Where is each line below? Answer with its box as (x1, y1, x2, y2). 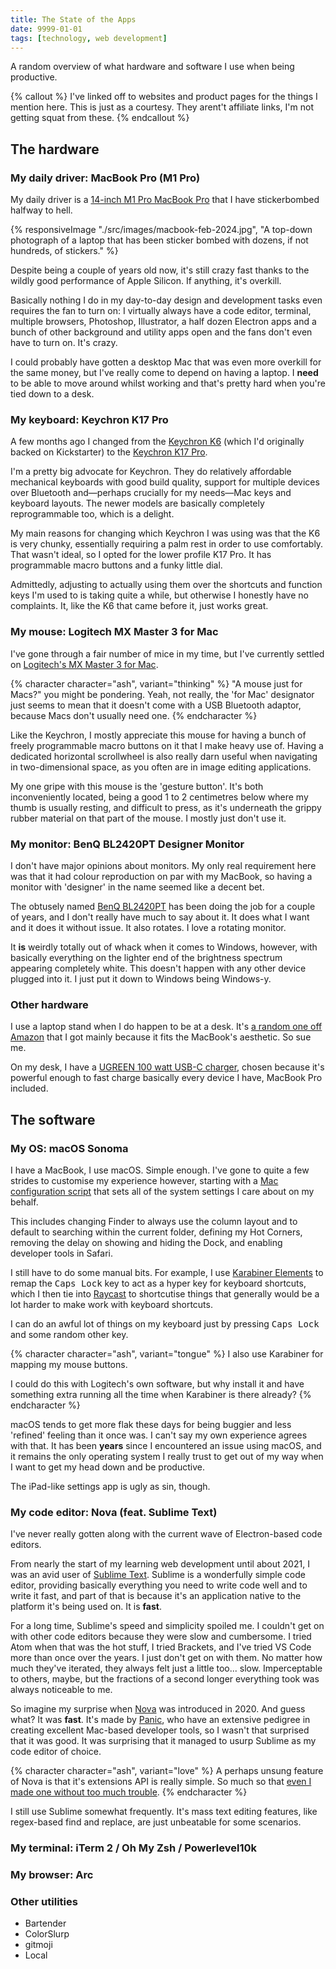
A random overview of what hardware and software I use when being (10, 61, 295, 73)
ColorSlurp (24, 1928, 70, 1940)
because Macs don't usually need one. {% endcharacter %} (10, 709, 258, 721)
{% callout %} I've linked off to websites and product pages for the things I (10, 91, 318, 103)
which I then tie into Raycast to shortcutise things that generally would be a (10, 1287, 320, 1300)
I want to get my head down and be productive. (10, 1461, 205, 1473)
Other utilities (10, 1895, 78, 1908)
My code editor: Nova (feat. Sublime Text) (10, 1505, 218, 1519)
